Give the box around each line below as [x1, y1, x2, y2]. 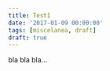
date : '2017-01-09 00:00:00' [8, 19, 104, 27]
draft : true [8, 33, 47, 42]
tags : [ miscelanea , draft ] [8, 26, 97, 34]
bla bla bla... [8, 55, 48, 65]
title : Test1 [8, 11, 51, 20]
